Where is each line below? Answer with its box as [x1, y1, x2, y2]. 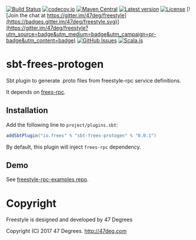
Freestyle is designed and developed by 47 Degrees [6, 216, 133, 223]
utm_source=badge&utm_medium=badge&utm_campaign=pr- [6, 31, 157, 38]
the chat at [19, 12, 46, 19]
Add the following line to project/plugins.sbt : [6, 121, 118, 128]
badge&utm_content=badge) [6, 37, 76, 44]
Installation [6, 106, 48, 116]
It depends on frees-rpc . [6, 88, 66, 96]
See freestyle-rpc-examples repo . [6, 176, 89, 183]
